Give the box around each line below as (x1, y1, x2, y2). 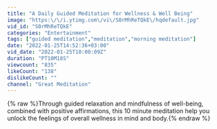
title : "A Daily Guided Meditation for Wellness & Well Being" (7, 10, 194, 17)
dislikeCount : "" (7, 74, 57, 81)
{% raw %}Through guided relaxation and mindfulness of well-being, (7, 99, 204, 108)
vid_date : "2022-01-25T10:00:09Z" (7, 49, 107, 56)
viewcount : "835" (7, 61, 57, 68)
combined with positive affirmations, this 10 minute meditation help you (7, 107, 210, 115)
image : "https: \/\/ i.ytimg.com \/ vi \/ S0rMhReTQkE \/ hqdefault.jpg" (7, 17, 199, 23)
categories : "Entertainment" (7, 29, 91, 37)
